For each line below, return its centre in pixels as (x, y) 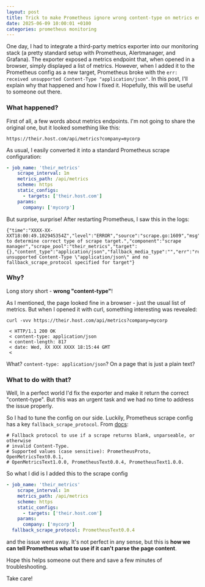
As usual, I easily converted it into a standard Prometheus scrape (88, 150)
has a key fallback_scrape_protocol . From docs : (68, 425)
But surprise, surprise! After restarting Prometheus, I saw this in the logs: (98, 219)
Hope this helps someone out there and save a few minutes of (85, 560)
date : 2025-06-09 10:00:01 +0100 (49, 23)
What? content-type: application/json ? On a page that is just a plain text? (101, 363)
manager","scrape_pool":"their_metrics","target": (72, 246)
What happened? (32, 108)
